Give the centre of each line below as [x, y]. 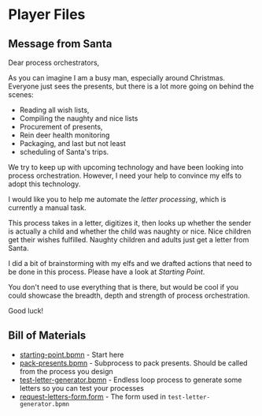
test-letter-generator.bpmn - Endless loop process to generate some [131, 380]
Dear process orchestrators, [54, 62]
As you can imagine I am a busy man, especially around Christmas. [117, 78]
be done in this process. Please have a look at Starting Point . [107, 272]
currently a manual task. [47, 208]
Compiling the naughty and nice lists [79, 118]
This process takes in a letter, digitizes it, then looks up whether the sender [130, 223]
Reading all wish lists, [54, 110]
